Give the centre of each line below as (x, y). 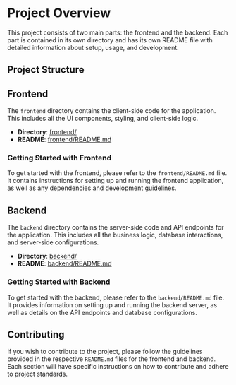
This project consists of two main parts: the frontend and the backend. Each (118, 32)
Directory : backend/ (47, 256)
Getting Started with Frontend (59, 158)
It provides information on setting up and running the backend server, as (112, 304)
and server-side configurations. (53, 242)
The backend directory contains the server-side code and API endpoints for (116, 227)
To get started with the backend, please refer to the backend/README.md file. (116, 297)
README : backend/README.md (64, 263)
